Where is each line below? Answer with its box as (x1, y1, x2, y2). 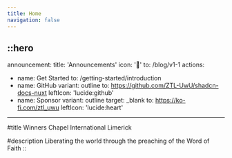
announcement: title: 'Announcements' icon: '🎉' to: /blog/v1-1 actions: (7, 60, 205, 69)
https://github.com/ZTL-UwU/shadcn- (110, 81, 219, 90)
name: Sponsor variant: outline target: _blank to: (17, 96, 154, 105)
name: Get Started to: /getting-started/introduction (17, 74, 162, 82)
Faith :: (7, 144, 27, 152)
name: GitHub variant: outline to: (17, 81, 110, 90)
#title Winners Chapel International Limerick (7, 123, 133, 132)
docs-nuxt (17, 89, 47, 97)
